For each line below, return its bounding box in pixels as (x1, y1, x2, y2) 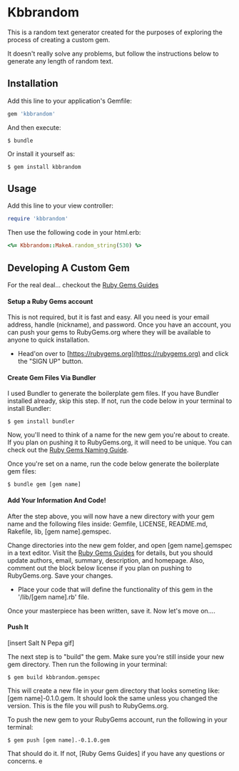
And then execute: (7, 123, 61, 132)
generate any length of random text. (7, 56, 113, 65)
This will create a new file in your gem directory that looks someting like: (7, 686, 220, 695)
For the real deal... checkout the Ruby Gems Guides (7, 281, 159, 289)
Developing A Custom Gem (7, 262, 130, 274)
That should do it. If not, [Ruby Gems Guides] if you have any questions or (7, 749, 225, 757)
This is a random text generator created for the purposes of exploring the (7, 28, 223, 36)
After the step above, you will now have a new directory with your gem (7, 511, 215, 521)
